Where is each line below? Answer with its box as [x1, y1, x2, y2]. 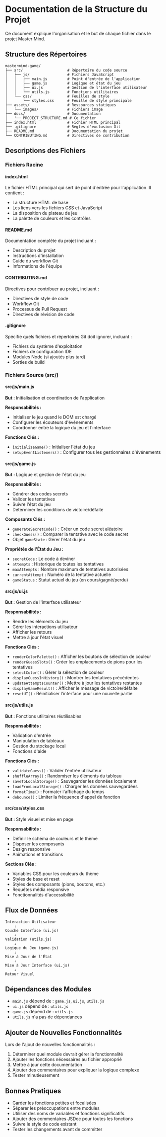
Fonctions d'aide [12, 748, 47, 754]
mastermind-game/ [5, 63, 41, 68]
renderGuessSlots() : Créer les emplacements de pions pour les [12, 659, 143, 665]
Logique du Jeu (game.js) [5, 945, 58, 950]
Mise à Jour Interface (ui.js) [5, 963, 70, 968]
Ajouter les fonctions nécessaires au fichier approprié [12, 1056, 122, 1062]
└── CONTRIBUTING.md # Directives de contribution [5, 133, 130, 138]
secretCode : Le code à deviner [12, 556, 75, 562]
